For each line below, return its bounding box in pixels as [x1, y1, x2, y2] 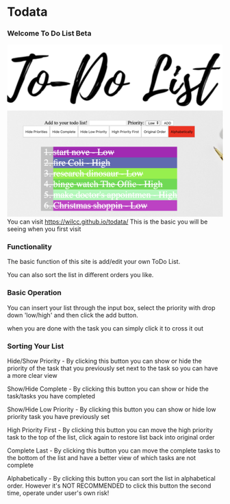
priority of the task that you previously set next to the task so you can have [7, 364, 218, 372]
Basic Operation [7, 288, 62, 298]
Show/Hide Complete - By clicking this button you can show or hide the [7, 385, 209, 393]
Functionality [7, 242, 53, 252]
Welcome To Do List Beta [7, 29, 92, 38]
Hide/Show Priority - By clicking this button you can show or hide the [7, 357, 202, 365]
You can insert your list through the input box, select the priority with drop [7, 303, 216, 312]
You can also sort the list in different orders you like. [7, 271, 154, 279]
